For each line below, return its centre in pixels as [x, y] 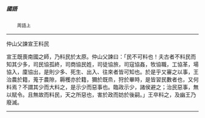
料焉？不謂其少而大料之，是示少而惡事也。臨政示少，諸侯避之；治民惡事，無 [103, 87]
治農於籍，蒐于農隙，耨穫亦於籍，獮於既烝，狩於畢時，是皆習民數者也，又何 [103, 79]
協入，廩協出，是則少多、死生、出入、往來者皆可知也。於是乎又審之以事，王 [103, 72]
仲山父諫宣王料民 [28, 43]
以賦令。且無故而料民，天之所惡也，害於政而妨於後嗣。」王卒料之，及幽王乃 [101, 94]
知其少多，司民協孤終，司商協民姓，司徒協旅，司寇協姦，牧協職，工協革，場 [103, 64]
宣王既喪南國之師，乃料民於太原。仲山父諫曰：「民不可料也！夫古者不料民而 [101, 57]
